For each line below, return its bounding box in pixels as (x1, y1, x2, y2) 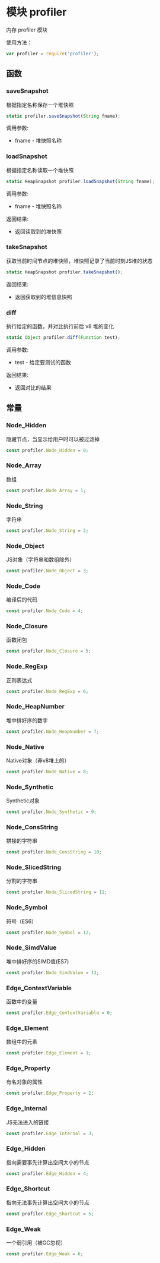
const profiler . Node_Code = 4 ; (6, 608, 84, 614)
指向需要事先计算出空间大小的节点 (6, 1158, 89, 1166)
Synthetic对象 (6, 797, 40, 804)
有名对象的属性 (6, 1078, 43, 1085)
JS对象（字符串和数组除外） (6, 556, 75, 563)
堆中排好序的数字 (6, 717, 48, 724)
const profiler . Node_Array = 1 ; (6, 487, 86, 493)
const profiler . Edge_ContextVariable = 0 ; (6, 1010, 113, 1016)
